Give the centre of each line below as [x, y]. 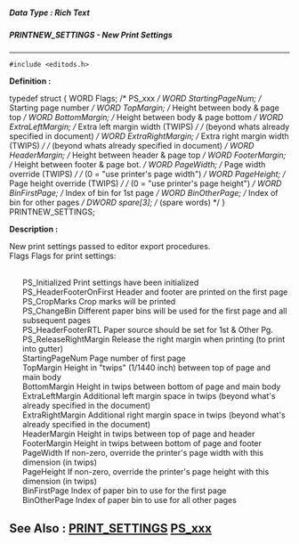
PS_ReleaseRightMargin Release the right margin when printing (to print [154, 339]
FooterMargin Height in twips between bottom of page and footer [142, 443]
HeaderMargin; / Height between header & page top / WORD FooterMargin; [148, 155]
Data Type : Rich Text [50, 12]
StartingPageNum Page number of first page [104, 358]
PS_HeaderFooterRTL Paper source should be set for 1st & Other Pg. [148, 330]
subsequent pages [57, 321]
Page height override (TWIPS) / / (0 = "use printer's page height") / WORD [145, 183]
